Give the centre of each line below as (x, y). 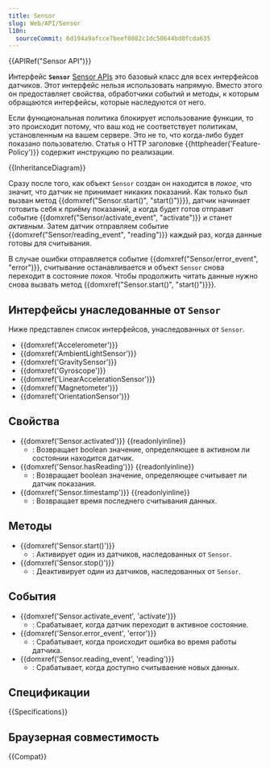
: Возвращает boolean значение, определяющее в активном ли (141, 449)
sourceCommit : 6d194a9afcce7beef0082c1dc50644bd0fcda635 (113, 38)
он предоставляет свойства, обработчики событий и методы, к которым (134, 94)
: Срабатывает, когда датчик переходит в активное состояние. (140, 624)
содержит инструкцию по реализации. (108, 152)
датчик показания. (64, 483)
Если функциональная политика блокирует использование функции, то (131, 118)
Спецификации (49, 692)
